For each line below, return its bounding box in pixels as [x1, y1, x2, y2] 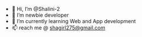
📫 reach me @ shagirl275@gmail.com [11, 24, 105, 31]
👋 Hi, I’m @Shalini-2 [11, 6, 60, 12]
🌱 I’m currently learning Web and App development [11, 18, 136, 24]
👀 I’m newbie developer [11, 12, 69, 18]
